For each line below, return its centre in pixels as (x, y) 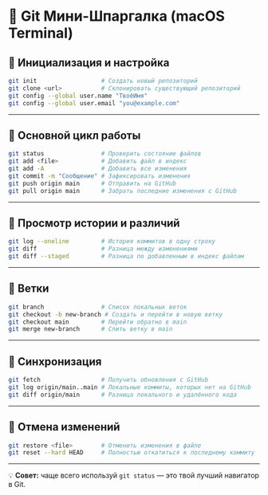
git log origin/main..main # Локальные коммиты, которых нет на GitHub (130, 387)
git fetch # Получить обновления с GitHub (108, 380)
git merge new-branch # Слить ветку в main (91, 329)
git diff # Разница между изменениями (103, 249)
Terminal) (41, 33)
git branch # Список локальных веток (98, 307)
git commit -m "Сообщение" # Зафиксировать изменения (100, 176)
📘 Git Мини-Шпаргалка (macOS (117, 16)
